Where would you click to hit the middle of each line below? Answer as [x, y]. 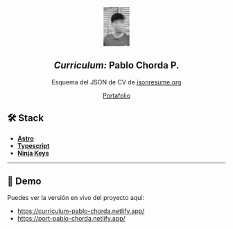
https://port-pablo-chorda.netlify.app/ [71, 219]
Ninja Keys [33, 153]
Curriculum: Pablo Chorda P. [116, 65]
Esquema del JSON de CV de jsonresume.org [116, 82]
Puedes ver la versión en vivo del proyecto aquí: [76, 198]
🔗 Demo [24, 182]
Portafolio [116, 95]
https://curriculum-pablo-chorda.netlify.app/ [81, 211]
